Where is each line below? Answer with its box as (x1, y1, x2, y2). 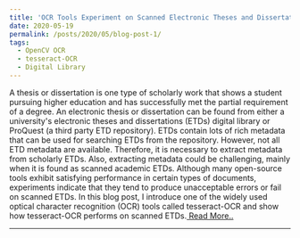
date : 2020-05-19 (9, 21, 74, 30)
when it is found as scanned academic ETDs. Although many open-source (9, 162, 283, 174)
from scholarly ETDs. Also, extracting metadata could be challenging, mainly (9, 153, 291, 164)
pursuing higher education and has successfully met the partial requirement (9, 96, 288, 107)
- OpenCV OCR (17, 46, 66, 55)
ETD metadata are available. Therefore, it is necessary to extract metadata (9, 144, 283, 154)
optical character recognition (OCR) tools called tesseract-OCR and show (9, 201, 279, 211)
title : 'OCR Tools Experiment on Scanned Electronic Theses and (9, 12, 254, 22)
